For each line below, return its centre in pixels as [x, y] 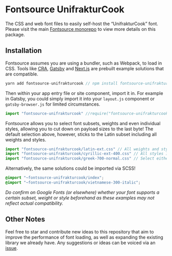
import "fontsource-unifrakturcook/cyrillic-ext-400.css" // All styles [84, 154]
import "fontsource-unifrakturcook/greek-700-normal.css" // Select [80, 159]
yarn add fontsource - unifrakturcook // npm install [61, 83]
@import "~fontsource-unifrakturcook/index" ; [55, 178]
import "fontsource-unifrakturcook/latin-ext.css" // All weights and [82, 149]
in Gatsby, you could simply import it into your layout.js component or [80, 99]
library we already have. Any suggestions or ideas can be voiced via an [80, 243]
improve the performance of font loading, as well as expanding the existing [84, 237]
